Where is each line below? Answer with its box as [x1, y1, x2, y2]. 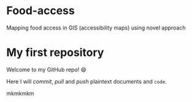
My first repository [6, 45, 104, 60]
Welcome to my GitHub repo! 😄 [6, 66, 87, 73]
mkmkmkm [6, 90, 35, 97]
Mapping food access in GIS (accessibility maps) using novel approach [6, 24, 186, 31]
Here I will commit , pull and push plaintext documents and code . [6, 77, 167, 85]
